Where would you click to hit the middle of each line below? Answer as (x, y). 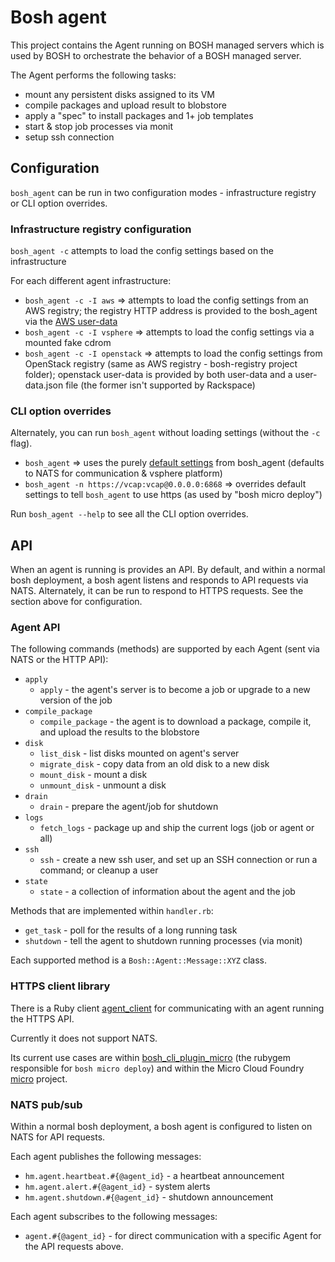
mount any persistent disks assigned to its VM (119, 94)
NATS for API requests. (58, 1137)
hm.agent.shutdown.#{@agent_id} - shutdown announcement (149, 1197)
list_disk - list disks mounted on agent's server (139, 753)
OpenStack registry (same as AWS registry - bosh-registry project (161, 364)
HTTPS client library (60, 986)
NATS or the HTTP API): (59, 660)
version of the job (76, 700)
